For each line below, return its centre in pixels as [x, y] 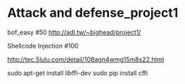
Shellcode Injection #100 [43, 45]
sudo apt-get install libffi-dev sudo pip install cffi [78, 73]
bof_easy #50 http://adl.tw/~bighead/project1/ [74, 32]
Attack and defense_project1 [93, 13]
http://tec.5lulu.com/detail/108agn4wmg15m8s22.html [86, 59]
